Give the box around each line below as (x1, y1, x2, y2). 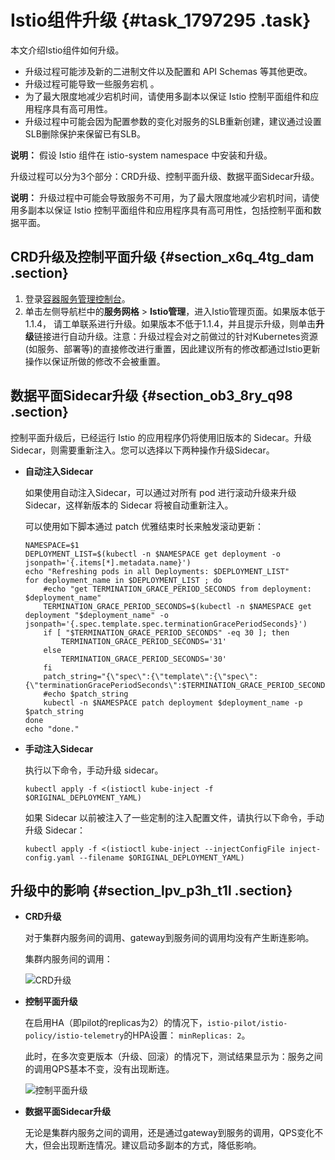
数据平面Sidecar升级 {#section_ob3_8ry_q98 (10, 387, 293, 405)
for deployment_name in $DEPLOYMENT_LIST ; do (24, 575, 223, 585)
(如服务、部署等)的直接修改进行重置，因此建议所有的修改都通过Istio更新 (24, 342, 321, 355)
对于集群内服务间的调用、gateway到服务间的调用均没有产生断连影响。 (24, 932, 315, 944)
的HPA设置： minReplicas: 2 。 (123, 1029, 251, 1041)
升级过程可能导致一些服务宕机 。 (24, 77, 160, 90)
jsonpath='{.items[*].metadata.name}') (24, 557, 192, 568)
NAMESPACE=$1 (24, 540, 80, 550)
